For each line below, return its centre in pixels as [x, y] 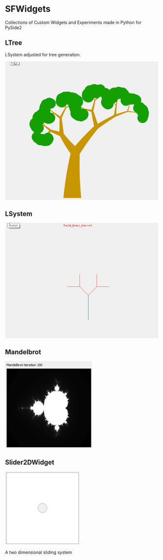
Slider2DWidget [30, 462]
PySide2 [13, 27]
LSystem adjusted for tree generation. [43, 54]
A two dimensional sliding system [38, 552]
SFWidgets [28, 9]
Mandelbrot [23, 352]
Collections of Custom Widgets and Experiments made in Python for [73, 22]
